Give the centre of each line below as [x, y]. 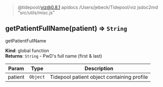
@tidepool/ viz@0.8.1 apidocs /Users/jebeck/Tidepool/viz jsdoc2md [88, 7]
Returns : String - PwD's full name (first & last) [54, 56]
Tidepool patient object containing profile [99, 77]
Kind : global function [27, 51]
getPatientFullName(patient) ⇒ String [66, 29]
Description [99, 68]
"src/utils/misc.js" [36, 13]
